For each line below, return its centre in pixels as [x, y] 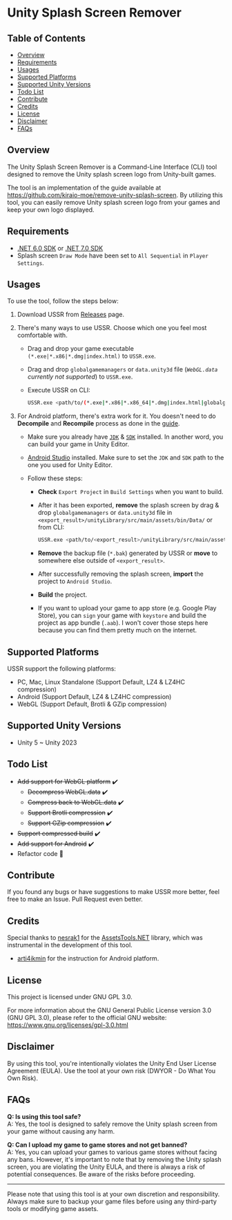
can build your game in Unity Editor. [78, 444]
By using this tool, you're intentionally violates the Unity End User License [112, 1063]
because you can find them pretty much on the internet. [117, 630]
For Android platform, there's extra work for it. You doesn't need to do [116, 416]
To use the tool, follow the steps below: [63, 301]
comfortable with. [42, 335]
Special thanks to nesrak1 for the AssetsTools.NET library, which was [105, 938]
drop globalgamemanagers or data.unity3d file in [105, 513]
